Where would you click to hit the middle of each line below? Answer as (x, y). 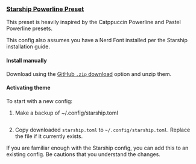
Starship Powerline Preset (45, 9)
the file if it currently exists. (49, 136)
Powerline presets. (30, 28)
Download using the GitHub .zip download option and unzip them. (89, 74)
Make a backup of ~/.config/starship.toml (67, 113)
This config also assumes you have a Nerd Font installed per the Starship (97, 40)
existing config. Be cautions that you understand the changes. (84, 154)
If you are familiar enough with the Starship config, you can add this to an (97, 148)
